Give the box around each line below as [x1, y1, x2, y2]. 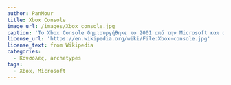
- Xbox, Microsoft [13, 67, 67, 74]
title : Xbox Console [7, 16, 67, 23]
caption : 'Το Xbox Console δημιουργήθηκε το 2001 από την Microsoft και [7, 29, 220, 36]
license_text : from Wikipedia [7, 42, 94, 49]
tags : [7, 61, 23, 68]
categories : [7, 49, 41, 56]
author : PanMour [7, 10, 54, 17]
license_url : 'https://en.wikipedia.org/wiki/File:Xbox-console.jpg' [7, 36, 211, 42]
